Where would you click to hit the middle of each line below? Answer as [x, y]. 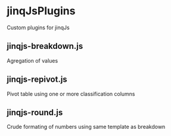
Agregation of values [32, 60]
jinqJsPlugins [41, 11]
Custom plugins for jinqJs [38, 27]
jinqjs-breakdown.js [45, 46]
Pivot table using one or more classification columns [71, 94]
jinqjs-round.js [35, 112]
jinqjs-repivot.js [37, 80]
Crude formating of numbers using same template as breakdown [86, 127]
